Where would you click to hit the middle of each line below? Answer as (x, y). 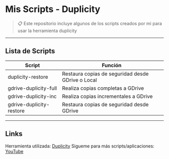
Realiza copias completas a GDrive (103, 88)
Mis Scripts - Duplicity (53, 9)
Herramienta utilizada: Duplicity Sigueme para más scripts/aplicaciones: (80, 146)
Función (112, 65)
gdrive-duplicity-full (32, 88)
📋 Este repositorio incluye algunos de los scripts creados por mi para (90, 23)
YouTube (14, 151)
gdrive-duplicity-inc (32, 96)
